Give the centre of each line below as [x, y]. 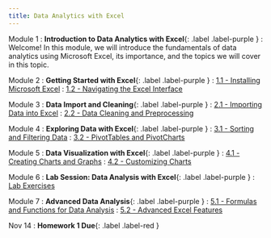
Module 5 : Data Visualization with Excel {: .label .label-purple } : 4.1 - [124, 152]
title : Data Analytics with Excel [67, 16]
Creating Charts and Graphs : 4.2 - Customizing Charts [100, 161]
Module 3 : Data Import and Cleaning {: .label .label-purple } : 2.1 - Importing [135, 104]
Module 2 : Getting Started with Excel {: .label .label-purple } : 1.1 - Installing [134, 80]
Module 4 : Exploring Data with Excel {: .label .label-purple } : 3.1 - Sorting [131, 128]
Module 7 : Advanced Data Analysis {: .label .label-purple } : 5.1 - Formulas [133, 201]
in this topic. [29, 65]
